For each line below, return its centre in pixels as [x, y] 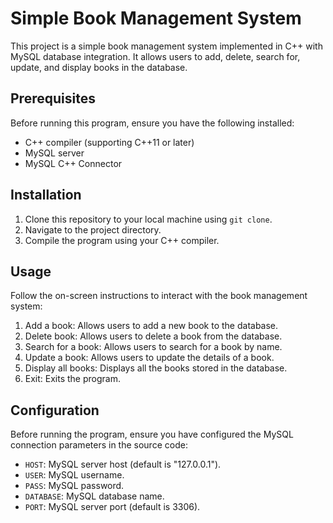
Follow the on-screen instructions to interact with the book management [159, 296]
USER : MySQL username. [74, 475]
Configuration [55, 410]
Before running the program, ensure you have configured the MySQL [152, 434]
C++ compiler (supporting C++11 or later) [109, 142]
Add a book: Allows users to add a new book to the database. [151, 326]
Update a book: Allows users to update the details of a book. [149, 358]
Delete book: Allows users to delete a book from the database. [153, 336]
